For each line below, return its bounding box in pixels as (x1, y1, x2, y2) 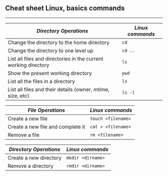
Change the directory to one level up (7, 47, 93, 54)
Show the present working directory (7, 70, 92, 77)
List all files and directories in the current (7, 55, 103, 62)
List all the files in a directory (7, 78, 75, 85)
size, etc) (7, 92, 29, 99)
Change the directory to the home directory (7, 39, 110, 46)
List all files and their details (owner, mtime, (7, 86, 110, 93)
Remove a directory (7, 162, 54, 169)
